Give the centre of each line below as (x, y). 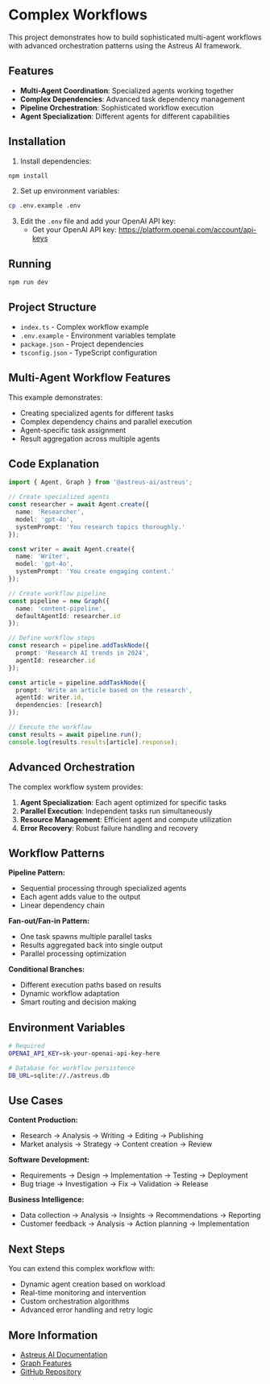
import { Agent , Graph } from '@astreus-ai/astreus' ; (101, 482)
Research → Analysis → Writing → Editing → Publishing (112, 1136)
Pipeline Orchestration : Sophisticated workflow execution (117, 107)
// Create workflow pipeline (57, 593)
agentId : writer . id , (50, 698)
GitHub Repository (51, 1372)
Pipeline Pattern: (37, 873)
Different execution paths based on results (91, 985)
